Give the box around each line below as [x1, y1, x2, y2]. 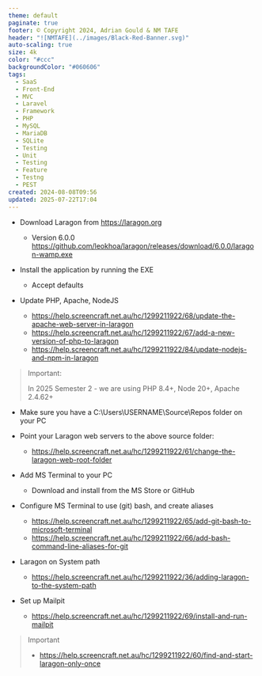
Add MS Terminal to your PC [19, 470, 113, 480]
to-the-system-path [31, 580, 97, 590]
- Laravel [15, 100, 47, 108]
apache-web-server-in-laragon [31, 319, 134, 329]
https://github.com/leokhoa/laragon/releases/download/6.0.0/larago [31, 241, 255, 250]
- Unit [15, 151, 37, 159]
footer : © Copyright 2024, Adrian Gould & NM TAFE [8, 26, 179, 34]
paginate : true [8, 19, 59, 27]
